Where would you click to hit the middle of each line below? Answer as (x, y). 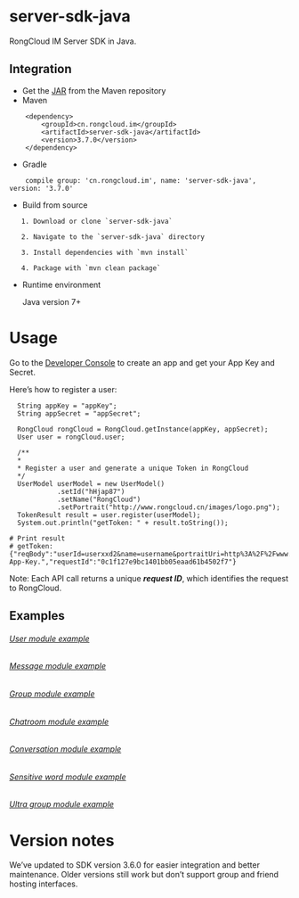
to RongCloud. (36, 588)
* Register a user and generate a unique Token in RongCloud (133, 468)
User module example (49, 638)
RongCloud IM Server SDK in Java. (73, 41)
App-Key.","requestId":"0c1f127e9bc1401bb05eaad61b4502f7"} (123, 562)
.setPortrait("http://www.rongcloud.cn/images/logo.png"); (168, 507)
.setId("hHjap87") (91, 491)
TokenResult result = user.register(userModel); (109, 515)
